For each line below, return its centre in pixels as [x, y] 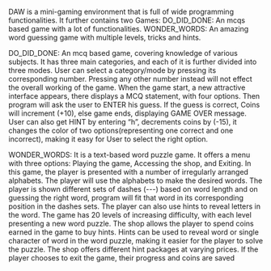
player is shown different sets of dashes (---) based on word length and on [133, 189]
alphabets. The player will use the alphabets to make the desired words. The [135, 180]
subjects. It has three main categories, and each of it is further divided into [133, 61]
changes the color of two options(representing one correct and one [121, 130]
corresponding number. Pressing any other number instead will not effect [130, 79]
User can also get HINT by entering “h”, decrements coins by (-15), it [123, 122]
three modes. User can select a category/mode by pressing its [112, 70]
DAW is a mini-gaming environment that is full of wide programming [121, 12]
